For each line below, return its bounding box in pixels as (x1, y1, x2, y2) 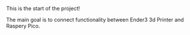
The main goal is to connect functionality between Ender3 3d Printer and (6, 16, 184, 23)
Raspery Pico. (6, 23, 40, 29)
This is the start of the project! (6, 5, 80, 12)
